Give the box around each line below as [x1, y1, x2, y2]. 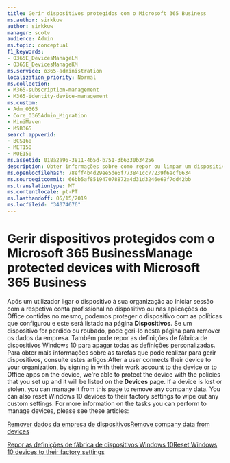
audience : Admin [7, 36, 53, 43]
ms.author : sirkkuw [7, 16, 63, 23]
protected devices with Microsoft [7, 260, 201, 276]
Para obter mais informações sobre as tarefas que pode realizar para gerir [7, 348, 217, 357]
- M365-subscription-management [7, 86, 99, 93]
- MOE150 [7, 150, 32, 158]
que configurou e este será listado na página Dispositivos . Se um [7, 319, 192, 327]
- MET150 [7, 144, 32, 151]
